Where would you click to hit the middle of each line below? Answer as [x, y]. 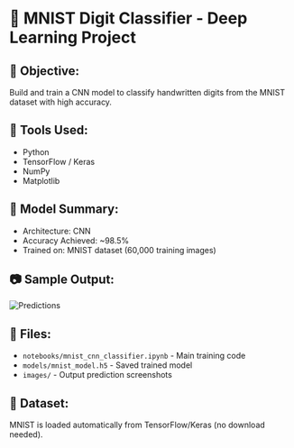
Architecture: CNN [57, 231]
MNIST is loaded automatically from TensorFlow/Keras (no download [138, 425]
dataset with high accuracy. [61, 102]
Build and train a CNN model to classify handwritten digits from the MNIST [147, 92]
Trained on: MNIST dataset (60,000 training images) [119, 250]
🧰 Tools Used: [49, 130]
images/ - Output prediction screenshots [97, 375]
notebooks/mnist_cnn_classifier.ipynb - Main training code [134, 356]
